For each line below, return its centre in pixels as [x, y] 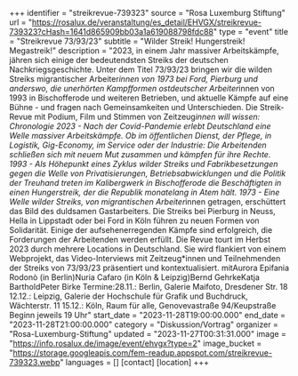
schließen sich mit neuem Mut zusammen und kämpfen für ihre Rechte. [140, 154]
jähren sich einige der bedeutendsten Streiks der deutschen [119, 60]
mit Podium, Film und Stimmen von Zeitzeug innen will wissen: [147, 116]
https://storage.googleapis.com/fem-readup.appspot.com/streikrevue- [143, 353]
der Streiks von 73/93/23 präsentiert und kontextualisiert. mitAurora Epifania [149, 268]
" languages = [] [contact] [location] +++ [134, 362]
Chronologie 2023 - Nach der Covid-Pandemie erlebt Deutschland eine [140, 126]
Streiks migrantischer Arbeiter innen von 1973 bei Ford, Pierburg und [133, 79]
